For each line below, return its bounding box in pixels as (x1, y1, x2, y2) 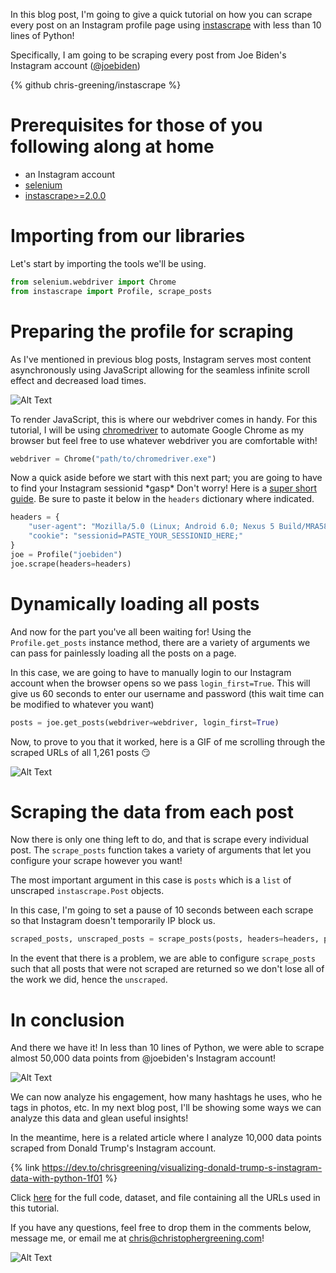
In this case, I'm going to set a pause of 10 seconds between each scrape (10, 904, 314, 916)
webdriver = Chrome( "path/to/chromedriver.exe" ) (10, 454, 217, 464)
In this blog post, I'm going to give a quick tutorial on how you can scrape (10, 9, 313, 20)
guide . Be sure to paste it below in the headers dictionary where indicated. (10, 493, 315, 505)
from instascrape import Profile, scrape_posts (10, 286, 213, 296)
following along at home (10, 135, 215, 158)
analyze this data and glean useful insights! (10, 1112, 189, 1124)
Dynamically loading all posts (10, 592, 260, 615)
